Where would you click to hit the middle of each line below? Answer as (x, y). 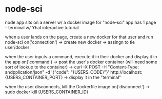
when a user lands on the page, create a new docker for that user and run (79, 37)
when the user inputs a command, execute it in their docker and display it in (81, 56)
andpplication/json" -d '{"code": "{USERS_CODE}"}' (57, 72)
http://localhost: (126, 72)
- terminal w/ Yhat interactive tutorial (42, 27)
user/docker (17, 47)
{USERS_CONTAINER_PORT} (34, 77)
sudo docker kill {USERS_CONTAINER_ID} (47, 92)
